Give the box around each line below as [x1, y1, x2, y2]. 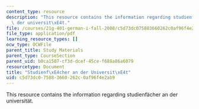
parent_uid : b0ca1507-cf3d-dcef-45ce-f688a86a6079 [6, 58, 134, 64]
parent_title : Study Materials [6, 47, 84, 53]
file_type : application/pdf [6, 31, 76, 37]
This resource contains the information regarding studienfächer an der [6, 91, 178, 98]
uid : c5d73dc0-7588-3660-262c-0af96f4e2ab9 [6, 75, 115, 81]
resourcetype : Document [6, 63, 65, 70]
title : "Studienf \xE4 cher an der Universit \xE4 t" [6, 69, 131, 75]
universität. [6, 97, 34, 104]
